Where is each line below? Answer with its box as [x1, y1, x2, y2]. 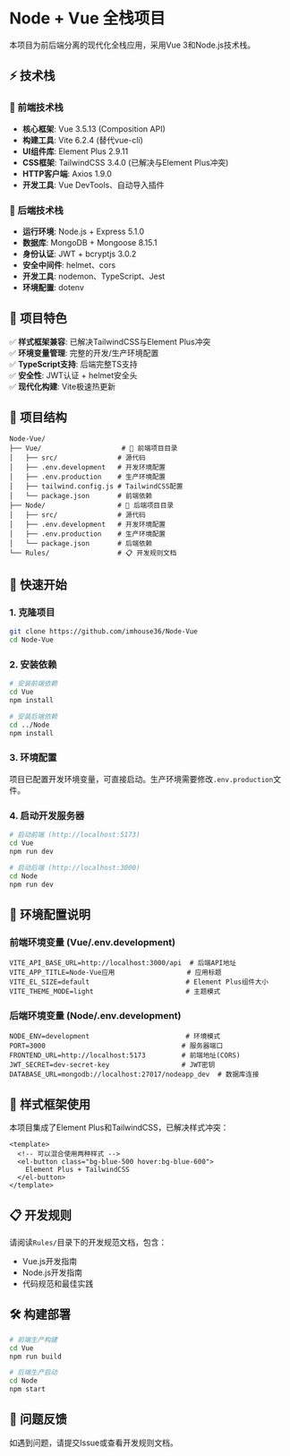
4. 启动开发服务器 [9, 809, 85, 822]
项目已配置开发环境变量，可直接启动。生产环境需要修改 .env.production [9, 773, 274, 784]
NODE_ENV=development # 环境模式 [9, 1032, 221, 1041]
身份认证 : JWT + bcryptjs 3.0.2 [21, 248, 137, 259]
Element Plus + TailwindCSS [25, 1166, 130, 1175]
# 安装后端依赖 [9, 711, 58, 721]
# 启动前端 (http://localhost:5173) [9, 831, 141, 840]
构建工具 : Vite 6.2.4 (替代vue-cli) [21, 134, 143, 145]
